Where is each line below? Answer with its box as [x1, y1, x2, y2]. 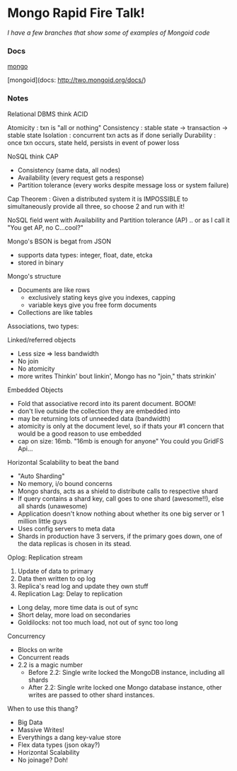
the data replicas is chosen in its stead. [17, 539, 132, 547]
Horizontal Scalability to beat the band [7, 458, 119, 466]
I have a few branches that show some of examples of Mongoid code [7, 28, 210, 37]
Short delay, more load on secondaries [17, 610, 131, 619]
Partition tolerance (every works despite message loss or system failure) [17, 180, 229, 189]
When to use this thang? [7, 704, 79, 712]
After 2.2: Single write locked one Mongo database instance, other [28, 683, 222, 691]
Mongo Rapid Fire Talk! [7, 5, 145, 21]
